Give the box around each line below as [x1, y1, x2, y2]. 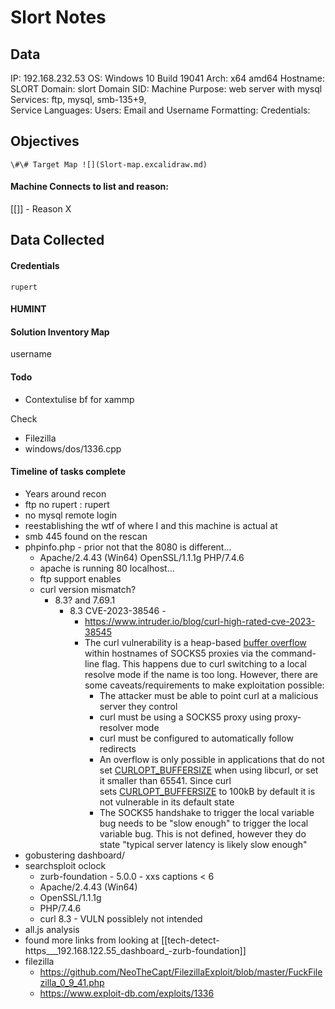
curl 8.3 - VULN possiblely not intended [39, 912, 203, 925]
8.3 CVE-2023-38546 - [69, 604, 167, 616]
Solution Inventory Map [10, 326, 110, 338]
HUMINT [10, 303, 47, 315]
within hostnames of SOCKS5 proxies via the [84, 647, 270, 659]
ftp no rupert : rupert [24, 498, 110, 510]
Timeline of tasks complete [10, 466, 127, 478]
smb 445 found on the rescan [24, 530, 148, 542]
